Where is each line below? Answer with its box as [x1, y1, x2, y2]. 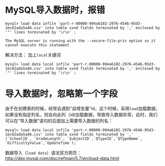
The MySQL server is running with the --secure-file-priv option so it [5, 38, 156, 43]
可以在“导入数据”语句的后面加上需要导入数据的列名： [5, 118, 113, 124]
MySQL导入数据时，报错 [5, 4, 105, 16]
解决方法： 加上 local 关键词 [5, 52, 61, 58]
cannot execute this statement [5, 42, 70, 47]
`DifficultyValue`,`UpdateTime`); [5, 140, 77, 145]
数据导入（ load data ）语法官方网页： [5, 150, 82, 156]
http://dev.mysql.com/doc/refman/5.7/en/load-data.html [5, 155, 120, 161]
